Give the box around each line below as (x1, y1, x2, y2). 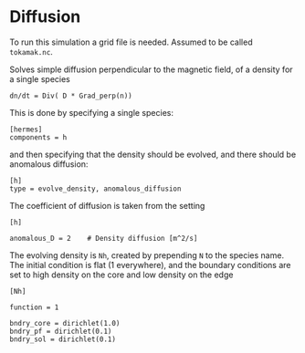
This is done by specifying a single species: (9, 107, 174, 118)
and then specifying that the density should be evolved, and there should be (9, 149, 297, 160)
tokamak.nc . (9, 46, 53, 57)
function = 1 (9, 303, 59, 312)
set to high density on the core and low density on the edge (9, 269, 234, 280)
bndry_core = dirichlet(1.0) (9, 318, 121, 327)
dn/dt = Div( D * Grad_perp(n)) (9, 91, 132, 100)
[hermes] (9, 125, 43, 134)
